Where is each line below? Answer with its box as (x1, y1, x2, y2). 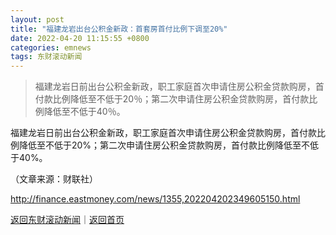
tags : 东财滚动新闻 (10, 52, 83, 62)
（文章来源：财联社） (10, 173, 98, 185)
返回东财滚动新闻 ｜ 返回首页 (10, 214, 125, 226)
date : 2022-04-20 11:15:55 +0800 (10, 33, 150, 43)
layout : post (10, 14, 65, 25)
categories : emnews (10, 42, 92, 53)
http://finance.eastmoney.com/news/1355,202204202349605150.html (10, 193, 301, 205)
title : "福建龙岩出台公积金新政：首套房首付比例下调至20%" (10, 24, 228, 34)
